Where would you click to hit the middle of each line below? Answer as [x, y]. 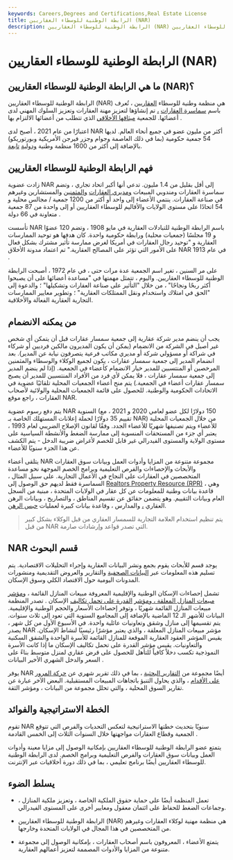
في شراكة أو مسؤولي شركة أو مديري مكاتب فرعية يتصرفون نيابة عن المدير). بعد [112, 353]
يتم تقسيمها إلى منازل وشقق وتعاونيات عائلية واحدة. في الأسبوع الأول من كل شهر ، [114, 623]
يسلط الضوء [31, 784]
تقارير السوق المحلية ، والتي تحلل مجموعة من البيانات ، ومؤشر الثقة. [96, 687]
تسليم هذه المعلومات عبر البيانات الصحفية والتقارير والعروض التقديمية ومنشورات [112, 572]
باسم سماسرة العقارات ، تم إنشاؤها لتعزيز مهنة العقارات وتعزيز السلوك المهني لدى [114, 110]
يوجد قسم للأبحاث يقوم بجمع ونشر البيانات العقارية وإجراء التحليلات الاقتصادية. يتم [113, 565]
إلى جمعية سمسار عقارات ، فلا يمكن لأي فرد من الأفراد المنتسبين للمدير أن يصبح [111, 375]
